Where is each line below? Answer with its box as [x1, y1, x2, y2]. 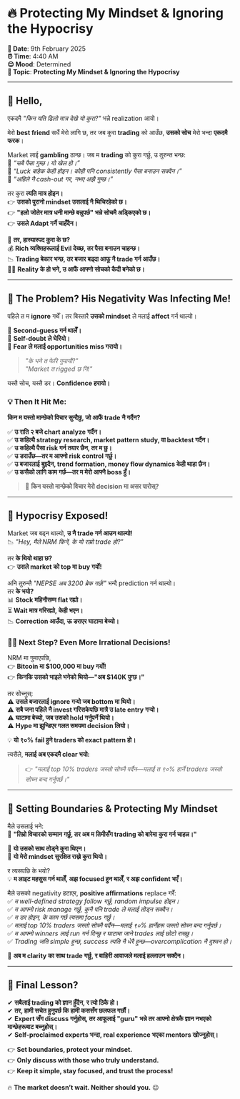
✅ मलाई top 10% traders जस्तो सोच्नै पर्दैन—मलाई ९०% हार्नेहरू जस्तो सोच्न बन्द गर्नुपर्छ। [7, 920, 221, 930]
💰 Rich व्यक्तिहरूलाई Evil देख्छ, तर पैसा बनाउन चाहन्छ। [7, 244, 141, 252]
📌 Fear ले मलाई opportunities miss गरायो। [7, 342, 123, 351]
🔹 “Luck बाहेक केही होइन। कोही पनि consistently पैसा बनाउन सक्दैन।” [7, 166, 182, 175]
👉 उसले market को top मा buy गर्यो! [7, 562, 102, 571]
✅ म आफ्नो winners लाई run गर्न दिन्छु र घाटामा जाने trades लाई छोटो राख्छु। [7, 929, 194, 938]
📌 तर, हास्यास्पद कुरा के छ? [7, 235, 70, 244]
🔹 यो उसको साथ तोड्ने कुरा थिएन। [7, 844, 86, 852]
